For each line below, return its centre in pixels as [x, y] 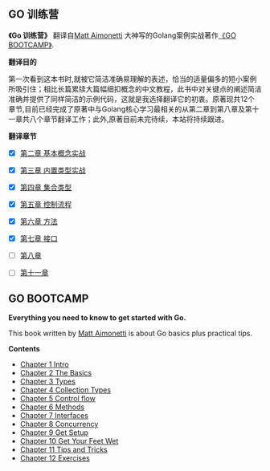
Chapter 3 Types [48, 382]
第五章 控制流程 [46, 204]
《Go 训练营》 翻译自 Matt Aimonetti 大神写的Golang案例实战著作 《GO [123, 35]
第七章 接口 [39, 238]
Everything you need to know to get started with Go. [97, 318]
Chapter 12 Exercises [55, 458]
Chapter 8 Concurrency [59, 424]
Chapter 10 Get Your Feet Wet [69, 441]
